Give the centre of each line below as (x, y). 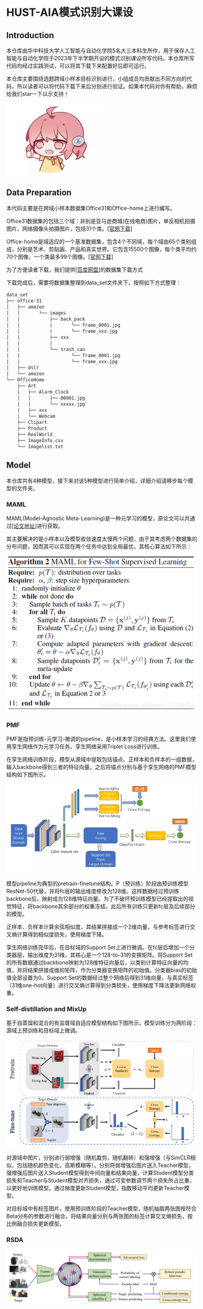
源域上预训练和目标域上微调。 (43, 1030)
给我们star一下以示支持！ (38, 94)
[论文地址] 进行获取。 (38, 525)
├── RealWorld (35, 434)
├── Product (32, 428)
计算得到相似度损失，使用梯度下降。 (62, 934)
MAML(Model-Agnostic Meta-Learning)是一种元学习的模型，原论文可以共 (98, 518)
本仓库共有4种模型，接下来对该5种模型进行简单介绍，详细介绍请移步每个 (97, 480)
